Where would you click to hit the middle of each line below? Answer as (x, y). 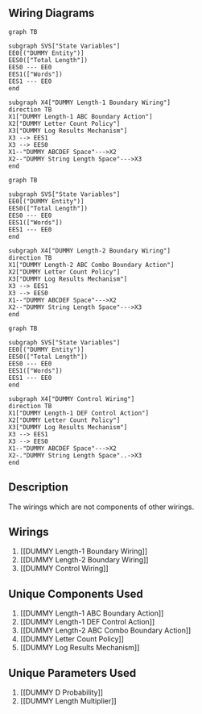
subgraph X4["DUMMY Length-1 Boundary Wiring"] (90, 102)
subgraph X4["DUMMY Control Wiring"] (72, 399)
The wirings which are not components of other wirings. (101, 507)
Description (38, 487)
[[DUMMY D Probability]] (61, 692)
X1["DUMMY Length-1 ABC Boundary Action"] (80, 116)
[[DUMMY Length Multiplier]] (68, 701)
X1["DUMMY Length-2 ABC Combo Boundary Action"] (91, 265)
